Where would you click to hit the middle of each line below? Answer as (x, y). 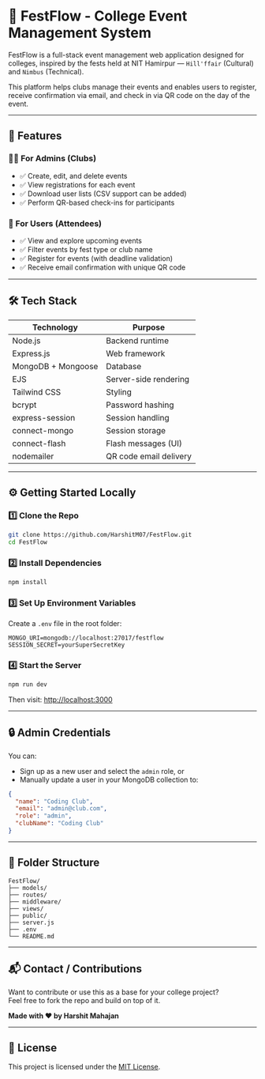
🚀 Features (35, 136)
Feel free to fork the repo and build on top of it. (84, 1000)
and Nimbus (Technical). (46, 71)
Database (124, 366)
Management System (80, 33)
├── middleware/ (35, 902)
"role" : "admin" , (44, 816)
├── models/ (28, 888)
